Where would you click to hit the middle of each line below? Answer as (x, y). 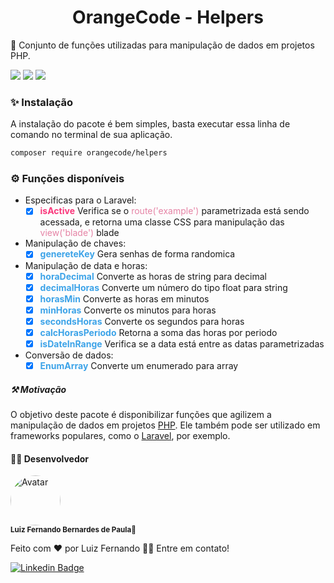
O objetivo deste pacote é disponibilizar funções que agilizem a (141, 414)
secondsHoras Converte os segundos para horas (142, 321)
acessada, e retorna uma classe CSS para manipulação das (162, 222)
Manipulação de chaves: (75, 243)
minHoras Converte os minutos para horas (128, 310)
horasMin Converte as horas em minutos (124, 298)
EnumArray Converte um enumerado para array (139, 365)
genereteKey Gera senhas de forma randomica (137, 254)
